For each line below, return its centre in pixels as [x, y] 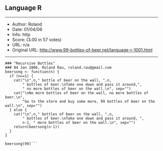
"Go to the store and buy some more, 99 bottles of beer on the [89, 101]
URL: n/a [21, 45]
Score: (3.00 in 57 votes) [37, 39]
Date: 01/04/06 [27, 29]
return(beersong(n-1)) [37, 127]
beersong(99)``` [21, 144]
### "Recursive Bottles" [30, 63]
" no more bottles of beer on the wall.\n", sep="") [77, 89]
